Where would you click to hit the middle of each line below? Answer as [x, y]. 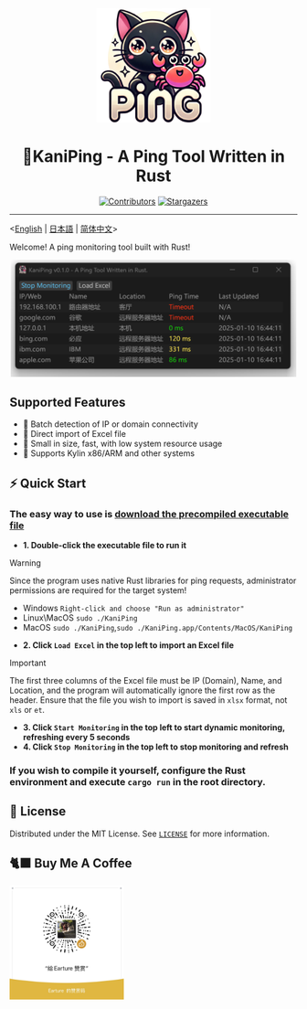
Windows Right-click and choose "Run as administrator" [133, 608]
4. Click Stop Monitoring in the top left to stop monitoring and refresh [156, 747]
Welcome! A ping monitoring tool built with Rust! [100, 247]
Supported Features [68, 402]
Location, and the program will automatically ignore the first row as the [143, 690]
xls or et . [27, 710]
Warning [25, 563]
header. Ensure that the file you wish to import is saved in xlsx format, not [148, 700]
